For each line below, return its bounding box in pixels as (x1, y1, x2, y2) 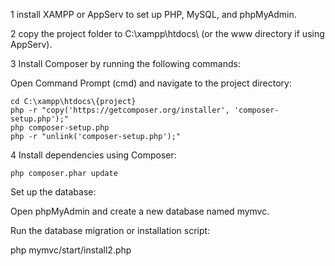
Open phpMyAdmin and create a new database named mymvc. (10, 205, 270, 217)
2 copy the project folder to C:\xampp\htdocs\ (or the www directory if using (10, 28, 325, 39)
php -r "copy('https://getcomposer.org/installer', (10, 105, 230, 115)
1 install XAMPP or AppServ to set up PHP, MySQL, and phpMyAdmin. (10, 9, 297, 20)
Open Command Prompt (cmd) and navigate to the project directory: (10, 77, 293, 89)
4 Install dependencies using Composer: (10, 149, 177, 161)
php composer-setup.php (10, 123, 110, 133)
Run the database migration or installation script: (10, 225, 211, 236)
